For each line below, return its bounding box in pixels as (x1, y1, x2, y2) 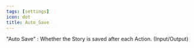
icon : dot (6, 14, 31, 20)
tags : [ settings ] (6, 8, 50, 15)
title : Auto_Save (6, 19, 50, 25)
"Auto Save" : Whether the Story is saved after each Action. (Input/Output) (6, 36, 189, 43)
